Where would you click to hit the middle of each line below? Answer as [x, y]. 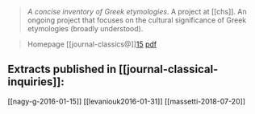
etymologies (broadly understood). [85, 28]
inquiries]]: [36, 82]
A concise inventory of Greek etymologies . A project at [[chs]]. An [137, 12]
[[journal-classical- [169, 69]
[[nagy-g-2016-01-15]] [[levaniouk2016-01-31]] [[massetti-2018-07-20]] [127, 101]
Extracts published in [62, 69]
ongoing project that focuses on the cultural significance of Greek [137, 20]
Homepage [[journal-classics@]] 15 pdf [92, 44]
